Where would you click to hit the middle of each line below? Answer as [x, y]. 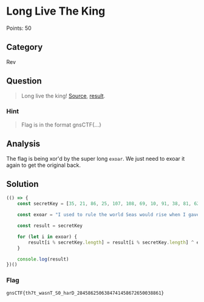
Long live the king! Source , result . [63, 96]
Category [25, 47]
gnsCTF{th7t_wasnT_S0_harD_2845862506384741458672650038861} [85, 293]
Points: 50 [19, 28]
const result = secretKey [50, 226]
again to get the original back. [43, 165]
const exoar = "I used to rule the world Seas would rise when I [102, 215]
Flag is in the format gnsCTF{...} [61, 125]
